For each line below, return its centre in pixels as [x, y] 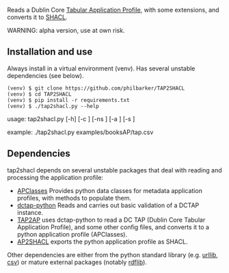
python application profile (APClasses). [72, 234]
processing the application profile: [55, 177]
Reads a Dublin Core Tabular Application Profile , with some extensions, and [113, 10]
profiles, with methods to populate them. [74, 198]
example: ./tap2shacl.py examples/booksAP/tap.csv [80, 132]
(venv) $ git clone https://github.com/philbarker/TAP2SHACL [96, 88]
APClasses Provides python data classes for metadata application [110, 190]
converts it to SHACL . [37, 17]
